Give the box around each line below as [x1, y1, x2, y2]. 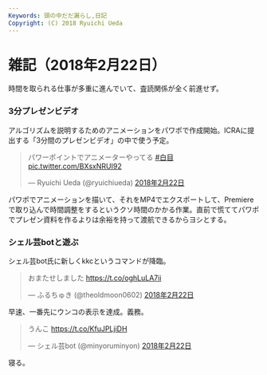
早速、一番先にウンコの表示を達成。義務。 [8, 307, 148, 317]
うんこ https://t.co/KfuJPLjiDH [27, 324, 128, 334]
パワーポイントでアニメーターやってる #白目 [27, 152, 174, 162]
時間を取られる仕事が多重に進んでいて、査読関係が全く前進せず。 [8, 84, 223, 93]
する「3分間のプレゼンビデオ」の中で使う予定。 [14, 135, 174, 144]
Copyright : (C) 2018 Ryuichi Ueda [8, 19, 124, 27]
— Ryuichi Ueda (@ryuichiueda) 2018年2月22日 [27, 177, 185, 187]
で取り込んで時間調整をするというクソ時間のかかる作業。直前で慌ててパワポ [8, 204, 260, 214]
